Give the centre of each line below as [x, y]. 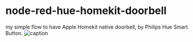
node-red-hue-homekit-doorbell [86, 11]
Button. [14, 33]
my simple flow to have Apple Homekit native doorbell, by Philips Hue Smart [97, 27]
